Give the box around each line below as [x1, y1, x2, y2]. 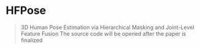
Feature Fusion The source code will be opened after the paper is [20, 30, 187, 37]
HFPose [6, 4, 47, 18]
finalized [20, 36, 43, 44]
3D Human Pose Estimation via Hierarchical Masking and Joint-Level [20, 24, 194, 31]
